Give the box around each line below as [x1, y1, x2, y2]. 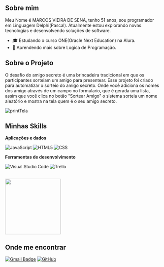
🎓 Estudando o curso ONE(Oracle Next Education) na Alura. [12, 37, 135, 43]
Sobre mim [5, 4, 39, 12]
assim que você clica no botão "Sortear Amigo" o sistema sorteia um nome [5, 93, 158, 99]
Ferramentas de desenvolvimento [5, 154, 76, 160]
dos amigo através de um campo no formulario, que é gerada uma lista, [5, 87, 150, 93]
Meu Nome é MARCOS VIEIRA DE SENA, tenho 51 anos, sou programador [5, 17, 154, 23]
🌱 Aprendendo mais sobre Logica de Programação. [12, 44, 117, 50]
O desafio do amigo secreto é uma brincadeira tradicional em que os [5, 72, 144, 78]
